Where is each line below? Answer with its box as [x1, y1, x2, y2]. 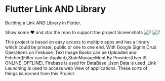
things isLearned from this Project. [5, 70, 76, 76]
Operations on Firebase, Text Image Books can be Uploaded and [5, 49, 137, 55]
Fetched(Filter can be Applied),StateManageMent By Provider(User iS [5, 54, 147, 60]
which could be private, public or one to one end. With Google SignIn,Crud [5, 44, 157, 50]
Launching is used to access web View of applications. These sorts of [5, 65, 148, 71]
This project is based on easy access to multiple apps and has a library [5, 39, 150, 45]
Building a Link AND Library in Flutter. [5, 20, 82, 26]
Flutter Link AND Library [5, 3, 106, 15]
